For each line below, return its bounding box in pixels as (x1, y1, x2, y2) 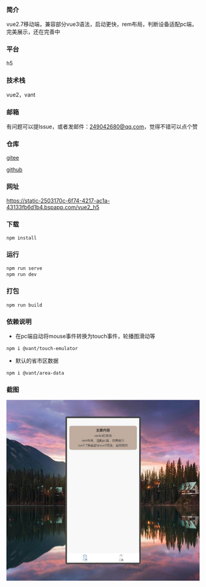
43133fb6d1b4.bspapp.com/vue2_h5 (6, 203, 100, 211)
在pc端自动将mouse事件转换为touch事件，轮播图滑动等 (15, 332, 156, 340)
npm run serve (6, 265, 43, 271)
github (6, 166, 23, 173)
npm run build (6, 302, 43, 308)
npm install (6, 235, 37, 241)
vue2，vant (6, 91, 36, 98)
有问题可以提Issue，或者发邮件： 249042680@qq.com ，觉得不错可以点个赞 (6, 123, 198, 130)
